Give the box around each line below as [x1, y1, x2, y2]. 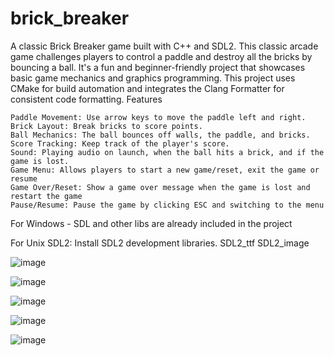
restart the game [10, 191, 83, 201]
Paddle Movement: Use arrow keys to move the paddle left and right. [10, 112, 307, 122]
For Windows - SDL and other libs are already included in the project [10, 217, 293, 229]
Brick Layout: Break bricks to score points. [10, 121, 203, 131]
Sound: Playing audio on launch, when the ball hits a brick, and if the [10, 147, 325, 157]
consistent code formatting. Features [10, 93, 163, 105]
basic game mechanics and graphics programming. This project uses [10, 72, 296, 84]
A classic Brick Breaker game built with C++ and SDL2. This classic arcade [10, 40, 319, 52]
